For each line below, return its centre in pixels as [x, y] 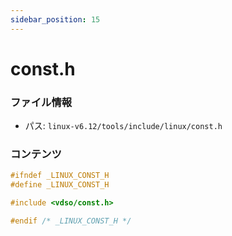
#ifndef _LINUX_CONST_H [60, 176]
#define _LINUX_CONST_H [60, 185]
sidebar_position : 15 [55, 19]
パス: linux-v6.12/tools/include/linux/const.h [123, 126]
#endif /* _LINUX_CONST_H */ [71, 221]
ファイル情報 [41, 102]
